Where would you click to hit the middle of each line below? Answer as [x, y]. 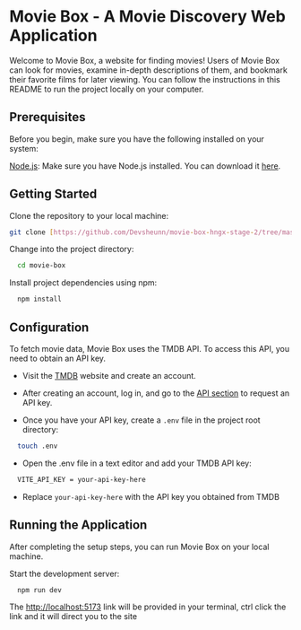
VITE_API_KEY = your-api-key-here [82, 479]
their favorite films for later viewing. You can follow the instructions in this [145, 79]
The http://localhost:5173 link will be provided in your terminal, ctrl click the [148, 607]
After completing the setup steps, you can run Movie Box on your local [139, 547]
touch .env [38, 446]
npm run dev [40, 590]
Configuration [49, 327]
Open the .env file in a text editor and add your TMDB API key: [137, 463]
